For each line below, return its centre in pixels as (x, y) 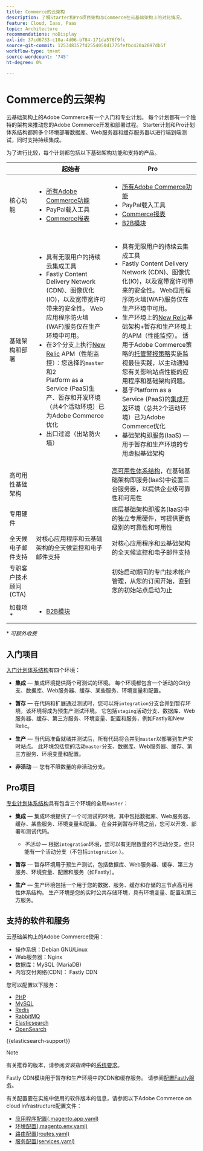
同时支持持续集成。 (40, 140)
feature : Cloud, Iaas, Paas (42, 23)
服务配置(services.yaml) (45, 1141)
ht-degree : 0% (24, 62)
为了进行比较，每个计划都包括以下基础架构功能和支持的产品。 (83, 153)
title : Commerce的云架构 (36, 12)
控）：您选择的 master (75, 363)
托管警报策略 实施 (158, 354)
